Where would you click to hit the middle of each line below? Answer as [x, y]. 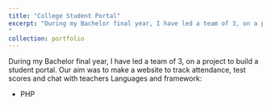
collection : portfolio [46, 38]
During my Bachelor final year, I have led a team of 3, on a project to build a [133, 61]
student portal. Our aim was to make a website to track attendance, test [127, 70]
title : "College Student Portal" [65, 16]
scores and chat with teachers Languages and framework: [105, 78]
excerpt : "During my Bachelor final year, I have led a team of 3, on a [133, 23]
